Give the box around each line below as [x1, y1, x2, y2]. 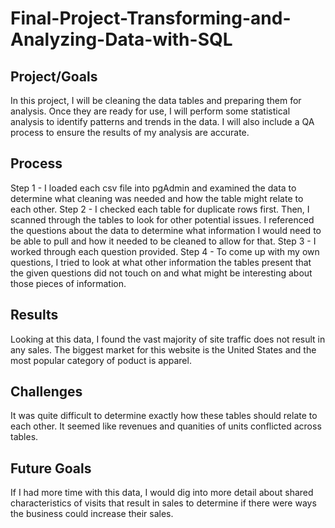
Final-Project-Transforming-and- [10, 7, 292, 30]
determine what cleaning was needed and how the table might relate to [10, 192, 304, 204]
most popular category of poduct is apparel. [10, 354, 192, 366]
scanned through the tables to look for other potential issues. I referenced [10, 213, 315, 226]
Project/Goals [10, 68, 98, 85]
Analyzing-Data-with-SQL [10, 28, 233, 51]
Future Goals [10, 460, 92, 477]
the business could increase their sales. [10, 508, 174, 520]
